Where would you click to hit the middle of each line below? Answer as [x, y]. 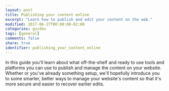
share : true [18, 43]
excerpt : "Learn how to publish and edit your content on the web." [79, 19]
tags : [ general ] [22, 34]
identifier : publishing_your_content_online [53, 48]
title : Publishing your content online [47, 15]
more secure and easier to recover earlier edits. [55, 84]
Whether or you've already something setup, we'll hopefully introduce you [82, 73]
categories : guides [26, 29]
